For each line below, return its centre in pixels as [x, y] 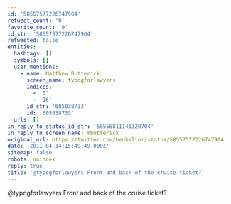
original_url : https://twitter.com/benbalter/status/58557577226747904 [116, 139]
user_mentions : [36, 67]
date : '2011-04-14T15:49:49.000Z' [59, 146]
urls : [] [27, 119]
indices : [39, 87]
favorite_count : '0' [38, 27]
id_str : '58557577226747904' [50, 34]
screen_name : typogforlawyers [71, 80]
